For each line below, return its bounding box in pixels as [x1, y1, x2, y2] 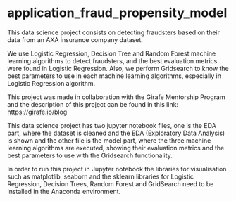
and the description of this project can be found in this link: [7, 100, 178, 108]
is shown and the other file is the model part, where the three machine [7, 136, 211, 145]
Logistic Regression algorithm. [7, 79, 96, 87]
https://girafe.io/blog [7, 108, 68, 116]
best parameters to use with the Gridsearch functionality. [7, 151, 173, 160]
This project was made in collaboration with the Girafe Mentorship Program [7, 93, 225, 101]
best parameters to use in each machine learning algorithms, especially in [7, 72, 222, 80]
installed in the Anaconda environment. [7, 187, 121, 195]
